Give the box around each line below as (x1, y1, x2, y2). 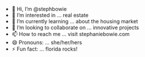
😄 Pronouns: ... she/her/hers (11, 39, 83, 46)
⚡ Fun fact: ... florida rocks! (11, 45, 78, 52)
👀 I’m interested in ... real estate (11, 12, 89, 19)
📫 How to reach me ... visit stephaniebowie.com (11, 31, 130, 37)
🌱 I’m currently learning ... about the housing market (11, 18, 139, 24)
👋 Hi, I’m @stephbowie (11, 6, 67, 12)
